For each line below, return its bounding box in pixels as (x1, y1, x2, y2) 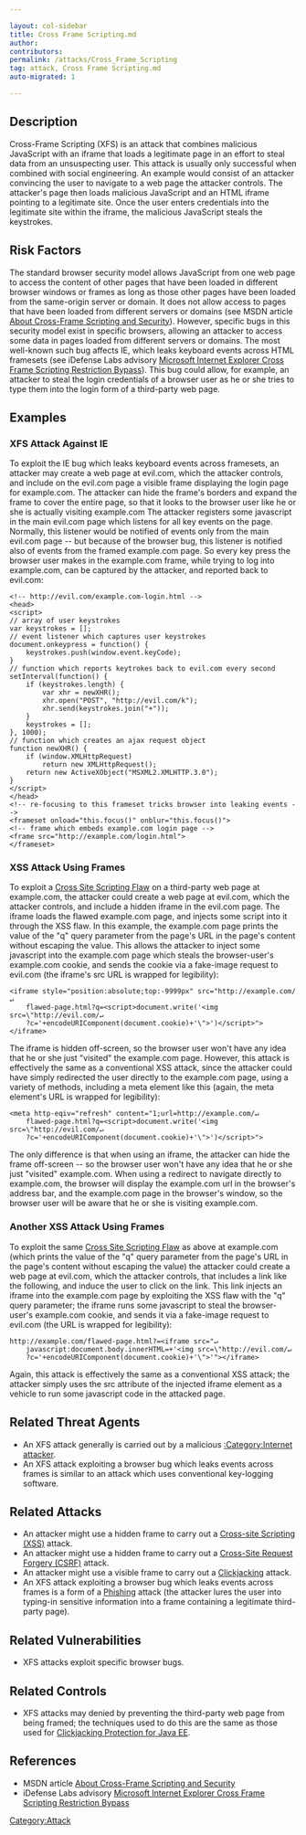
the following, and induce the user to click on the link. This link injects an (9, 1280, 283, 1291)
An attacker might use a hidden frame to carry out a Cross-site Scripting (22, 1528, 295, 1540)
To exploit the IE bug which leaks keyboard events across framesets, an (9, 458, 280, 469)
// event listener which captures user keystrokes (9, 632, 206, 642)
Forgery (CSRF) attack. (22, 1557, 110, 1568)
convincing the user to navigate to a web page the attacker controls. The (9, 177, 283, 188)
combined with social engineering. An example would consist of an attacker (9, 167, 295, 178)
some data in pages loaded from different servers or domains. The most (9, 334, 280, 345)
